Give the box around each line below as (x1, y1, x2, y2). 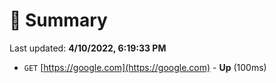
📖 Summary (9, 9, 108, 32)
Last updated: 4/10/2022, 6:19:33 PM (9, 42, 167, 54)
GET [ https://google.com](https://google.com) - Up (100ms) (23, 61, 267, 73)
